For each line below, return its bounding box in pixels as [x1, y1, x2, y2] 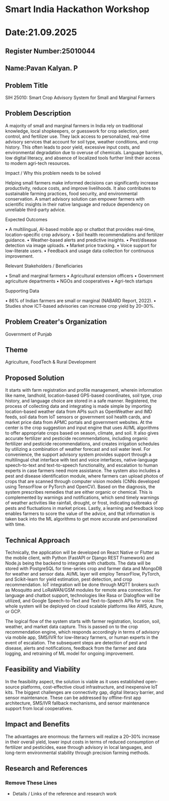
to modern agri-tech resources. [5, 160, 70, 166]
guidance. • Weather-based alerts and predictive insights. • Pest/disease [5, 237, 157, 243]
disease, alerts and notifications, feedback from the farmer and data [5, 645, 147, 651]
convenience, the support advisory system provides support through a [5, 451, 152, 458]
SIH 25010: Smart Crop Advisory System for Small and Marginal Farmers [5, 95, 155, 101]
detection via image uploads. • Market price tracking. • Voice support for [5, 242, 157, 248]
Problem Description [5, 109, 71, 118]
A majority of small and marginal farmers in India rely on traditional [5, 122, 143, 128]
